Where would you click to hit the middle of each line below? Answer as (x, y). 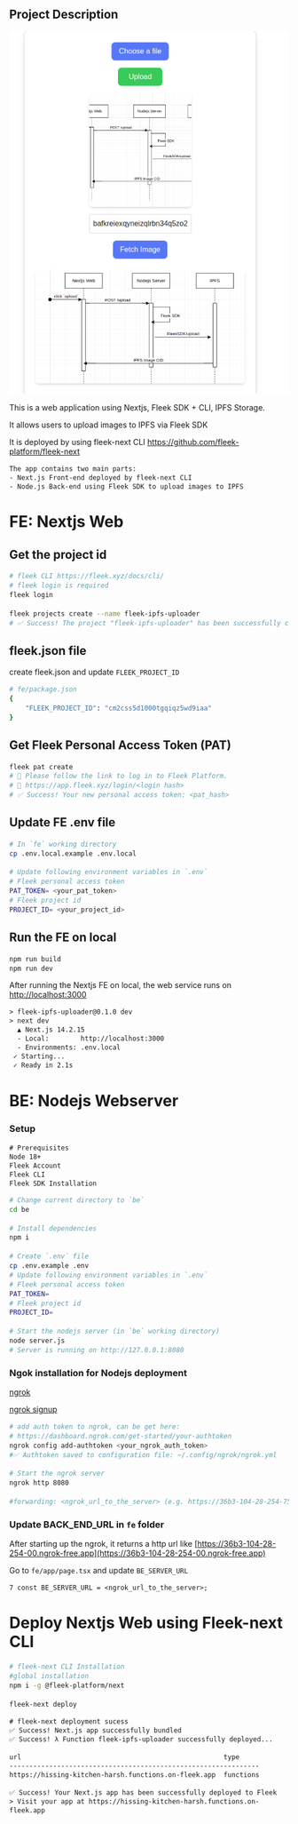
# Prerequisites (39, 1148)
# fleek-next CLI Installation (67, 1667)
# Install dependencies (53, 1228)
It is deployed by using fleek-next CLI (78, 442)
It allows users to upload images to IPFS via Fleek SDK (109, 425)
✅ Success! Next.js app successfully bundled (95, 1730)
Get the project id (58, 554)
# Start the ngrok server (57, 1474)
